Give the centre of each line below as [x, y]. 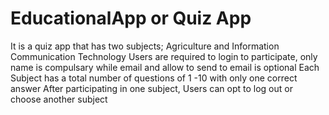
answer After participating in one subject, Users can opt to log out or [151, 88]
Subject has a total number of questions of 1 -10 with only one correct [154, 78]
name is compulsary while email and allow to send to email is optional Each [165, 67]
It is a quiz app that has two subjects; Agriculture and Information [145, 46]
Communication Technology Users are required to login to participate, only [164, 56]
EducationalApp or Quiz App [131, 18]
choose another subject [59, 99]
